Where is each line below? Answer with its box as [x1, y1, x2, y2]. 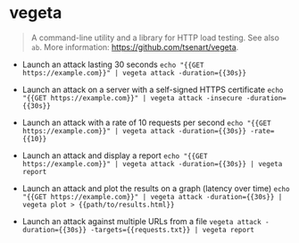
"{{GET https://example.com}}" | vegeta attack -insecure [21, 93, 243, 103]
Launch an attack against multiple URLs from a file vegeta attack [21, 215, 262, 226]
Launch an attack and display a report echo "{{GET [21, 150, 208, 161]
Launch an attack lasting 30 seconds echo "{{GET [21, 59, 204, 70]
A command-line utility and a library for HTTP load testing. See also [30, 32, 279, 43]
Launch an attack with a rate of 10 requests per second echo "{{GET [21, 117, 271, 128]
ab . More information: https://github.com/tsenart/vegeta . [30, 41, 239, 52]
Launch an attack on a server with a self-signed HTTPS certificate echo [21, 84, 284, 95]
